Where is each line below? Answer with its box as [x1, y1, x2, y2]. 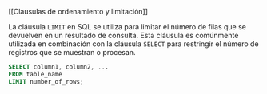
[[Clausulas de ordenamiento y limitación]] [8, 7, 149, 16]
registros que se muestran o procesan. [8, 48, 136, 57]
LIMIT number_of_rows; [8, 77, 84, 86]
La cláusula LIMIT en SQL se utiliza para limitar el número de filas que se [8, 22, 246, 31]
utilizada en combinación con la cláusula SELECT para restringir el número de [8, 39, 259, 49]
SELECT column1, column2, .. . [8, 63, 110, 71]
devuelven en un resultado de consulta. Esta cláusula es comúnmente [8, 31, 239, 40]
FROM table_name [8, 70, 62, 78]
